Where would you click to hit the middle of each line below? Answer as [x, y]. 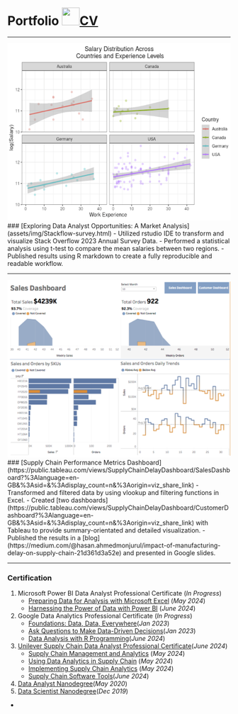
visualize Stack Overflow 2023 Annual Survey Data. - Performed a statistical [119, 240]
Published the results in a [44, 537]
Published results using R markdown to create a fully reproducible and [110, 256]
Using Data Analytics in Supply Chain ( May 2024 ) [101, 661]
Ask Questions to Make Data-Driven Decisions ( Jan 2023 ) [112, 631]
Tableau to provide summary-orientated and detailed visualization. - [106, 530]
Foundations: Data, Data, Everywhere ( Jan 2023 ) [99, 623]
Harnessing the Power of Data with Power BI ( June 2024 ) [112, 608]
